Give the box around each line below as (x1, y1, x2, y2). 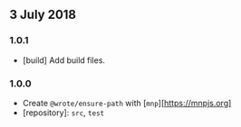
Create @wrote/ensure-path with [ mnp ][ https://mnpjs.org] (22, 97, 232, 108)
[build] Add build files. (22, 54, 106, 66)
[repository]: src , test (22, 107, 105, 118)
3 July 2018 (9, 7, 77, 23)
